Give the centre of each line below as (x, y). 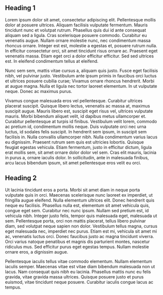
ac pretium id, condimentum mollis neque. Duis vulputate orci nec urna (76, 127)
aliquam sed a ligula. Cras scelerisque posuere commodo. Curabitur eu (76, 35)
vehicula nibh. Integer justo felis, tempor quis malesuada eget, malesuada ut (81, 216)
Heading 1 (20, 8)
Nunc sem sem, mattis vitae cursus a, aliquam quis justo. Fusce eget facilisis (81, 71)
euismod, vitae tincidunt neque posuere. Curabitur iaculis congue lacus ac (79, 282)
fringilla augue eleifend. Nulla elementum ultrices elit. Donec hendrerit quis (80, 200)
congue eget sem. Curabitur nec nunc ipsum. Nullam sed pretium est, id (77, 210)
